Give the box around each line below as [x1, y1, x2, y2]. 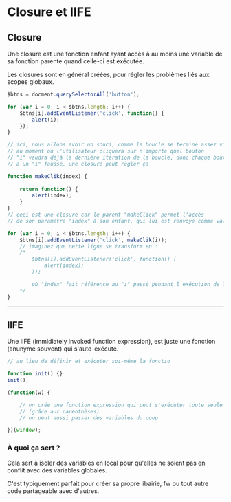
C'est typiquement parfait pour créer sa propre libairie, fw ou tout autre [7, 479, 209, 488]
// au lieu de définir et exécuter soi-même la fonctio [7, 358, 170, 365]
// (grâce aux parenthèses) [19, 408, 100, 415]
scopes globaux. [7, 78, 54, 86]
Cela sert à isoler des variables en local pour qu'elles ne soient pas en [7, 459, 206, 467]
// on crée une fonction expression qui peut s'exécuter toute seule [19, 402, 223, 408]
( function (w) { [7, 389, 51, 396]
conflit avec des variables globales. [7, 466, 108, 474]
